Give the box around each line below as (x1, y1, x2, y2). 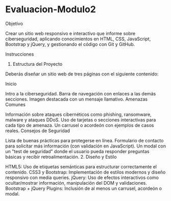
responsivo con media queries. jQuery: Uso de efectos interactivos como (5, 174, 159, 181)
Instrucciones (5, 51, 34, 57)
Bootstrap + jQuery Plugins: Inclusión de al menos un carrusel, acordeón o (5, 185, 162, 191)
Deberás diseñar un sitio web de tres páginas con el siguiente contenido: (5, 70, 159, 77)
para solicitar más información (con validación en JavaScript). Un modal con (5, 143, 166, 149)
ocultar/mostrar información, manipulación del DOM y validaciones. (5, 180, 147, 186)
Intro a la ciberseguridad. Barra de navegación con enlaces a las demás (5, 90, 156, 96)
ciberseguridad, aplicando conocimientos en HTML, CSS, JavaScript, (5, 36, 151, 42)
